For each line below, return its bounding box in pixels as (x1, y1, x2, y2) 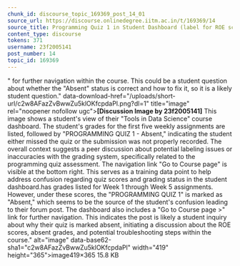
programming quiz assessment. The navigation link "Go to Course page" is (7, 160, 227, 168)
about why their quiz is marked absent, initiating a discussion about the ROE (7, 220, 231, 229)
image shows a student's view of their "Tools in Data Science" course (7, 114, 213, 123)
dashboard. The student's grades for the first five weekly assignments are (7, 122, 226, 131)
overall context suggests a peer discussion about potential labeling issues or (7, 144, 233, 153)
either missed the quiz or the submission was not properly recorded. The (7, 137, 222, 145)
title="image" (151, 99, 190, 108)
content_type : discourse (7, 30, 81, 38)
